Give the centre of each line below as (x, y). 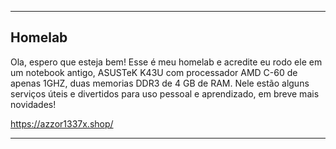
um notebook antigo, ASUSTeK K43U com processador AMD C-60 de (154, 72)
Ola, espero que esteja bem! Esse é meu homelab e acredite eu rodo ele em (166, 62)
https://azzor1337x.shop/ (62, 123)
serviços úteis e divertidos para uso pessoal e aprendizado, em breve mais (165, 93)
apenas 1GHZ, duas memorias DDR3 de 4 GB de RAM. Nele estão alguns (160, 83)
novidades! (33, 104)
